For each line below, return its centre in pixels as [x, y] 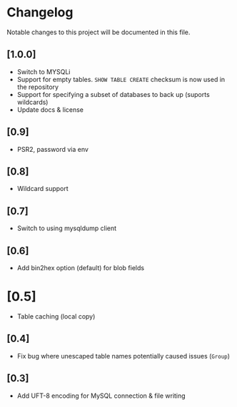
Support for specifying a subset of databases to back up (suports [113, 94]
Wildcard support [42, 189]
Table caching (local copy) [56, 316]
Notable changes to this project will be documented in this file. [99, 32]
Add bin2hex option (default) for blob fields [80, 268]
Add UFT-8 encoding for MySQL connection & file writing [101, 396]
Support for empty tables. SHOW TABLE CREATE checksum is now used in [121, 79]
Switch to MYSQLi [44, 71]
